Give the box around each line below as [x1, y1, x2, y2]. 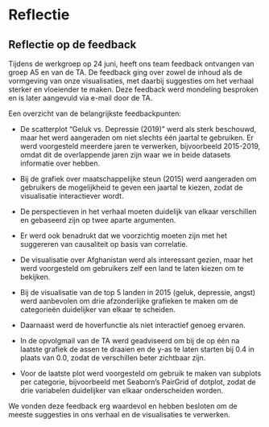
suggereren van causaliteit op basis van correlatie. [19, 240, 188, 248]
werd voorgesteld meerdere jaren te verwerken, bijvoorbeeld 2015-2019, [19, 142, 261, 150]
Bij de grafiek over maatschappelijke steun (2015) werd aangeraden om [19, 174, 257, 183]
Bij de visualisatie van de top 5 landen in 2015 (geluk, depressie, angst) [19, 288, 256, 297]
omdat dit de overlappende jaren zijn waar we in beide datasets [19, 150, 231, 159]
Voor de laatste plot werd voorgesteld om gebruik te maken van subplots [19, 368, 262, 378]
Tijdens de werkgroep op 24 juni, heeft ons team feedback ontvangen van [8, 59, 255, 68]
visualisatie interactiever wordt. [19, 191, 124, 200]
